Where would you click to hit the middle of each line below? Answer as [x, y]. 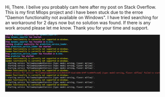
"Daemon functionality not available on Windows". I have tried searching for [82, 17]
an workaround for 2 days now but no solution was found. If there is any [78, 23]
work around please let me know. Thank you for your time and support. [77, 28]
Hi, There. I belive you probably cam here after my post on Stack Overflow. [81, 7]
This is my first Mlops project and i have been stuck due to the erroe [74, 12]
